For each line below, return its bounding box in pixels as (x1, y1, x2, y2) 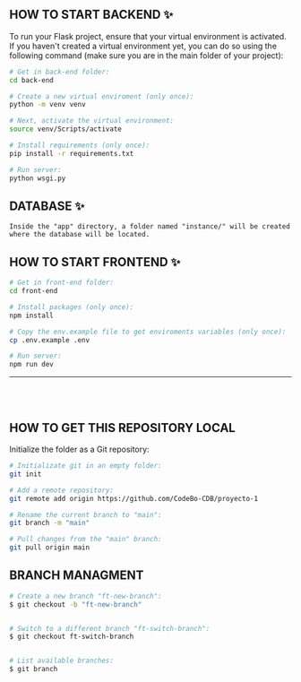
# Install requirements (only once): (9, 141, 150, 151)
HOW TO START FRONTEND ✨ (9, 255, 181, 270)
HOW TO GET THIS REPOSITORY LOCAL (9, 420, 236, 436)
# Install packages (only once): (9, 302, 134, 312)
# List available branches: (9, 656, 115, 666)
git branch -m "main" (9, 519, 90, 528)
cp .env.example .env (9, 335, 90, 344)
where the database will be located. (9, 230, 150, 239)
